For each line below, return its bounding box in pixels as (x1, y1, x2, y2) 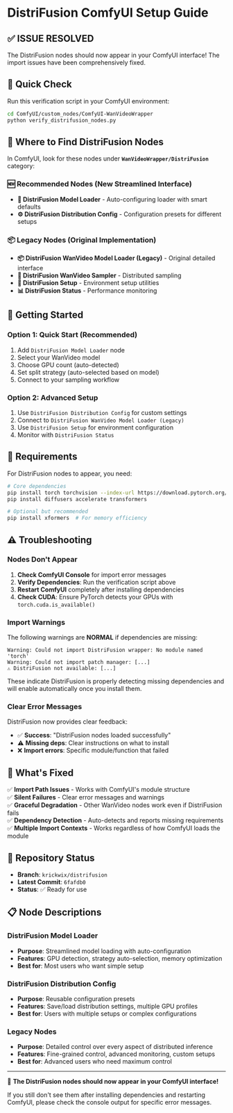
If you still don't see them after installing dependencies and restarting (7, 1091, 206, 1099)
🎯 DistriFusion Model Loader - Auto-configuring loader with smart (17, 195, 208, 203)
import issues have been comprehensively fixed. (7, 58, 146, 67)
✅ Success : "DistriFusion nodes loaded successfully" (17, 731, 171, 740)
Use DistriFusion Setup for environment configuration (17, 423, 174, 432)
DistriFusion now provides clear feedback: (7, 717, 128, 726)
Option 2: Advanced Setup (7, 393, 98, 403)
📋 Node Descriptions (7, 907, 102, 918)
